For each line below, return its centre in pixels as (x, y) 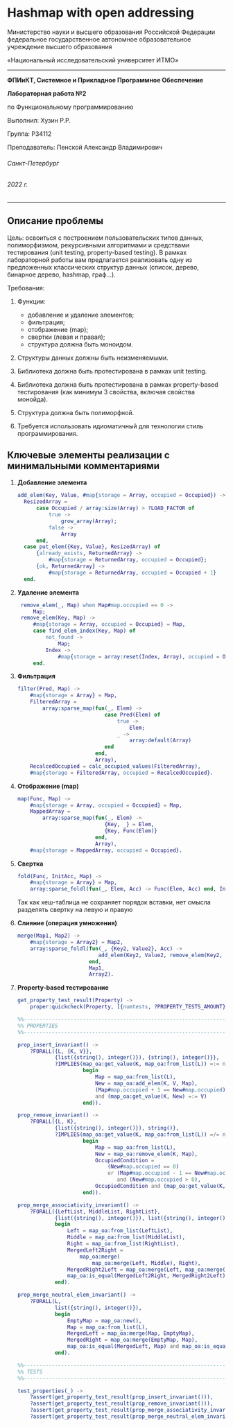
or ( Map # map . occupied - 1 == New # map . (163, 1173)
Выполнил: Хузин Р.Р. (39, 120)
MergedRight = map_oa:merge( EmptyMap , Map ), (132, 1340)
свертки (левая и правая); (66, 337)
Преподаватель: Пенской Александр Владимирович (85, 147)
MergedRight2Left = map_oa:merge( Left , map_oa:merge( (146, 1270)
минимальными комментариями (84, 466)
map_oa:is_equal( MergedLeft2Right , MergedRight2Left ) (146, 1276)
